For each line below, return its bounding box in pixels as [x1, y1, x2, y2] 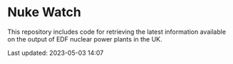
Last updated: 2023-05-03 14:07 [7, 49, 104, 57]
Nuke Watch [7, 4, 82, 20]
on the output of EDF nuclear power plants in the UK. [7, 34, 162, 43]
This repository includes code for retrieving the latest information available [7, 27, 227, 36]
